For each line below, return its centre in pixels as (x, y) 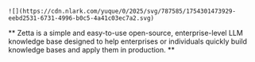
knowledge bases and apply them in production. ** (92, 50)
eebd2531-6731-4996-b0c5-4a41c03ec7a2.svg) (81, 18)
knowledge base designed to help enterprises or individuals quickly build (128, 41)
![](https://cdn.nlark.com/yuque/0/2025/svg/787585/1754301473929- (122, 11)
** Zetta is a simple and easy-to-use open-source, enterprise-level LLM (126, 33)
